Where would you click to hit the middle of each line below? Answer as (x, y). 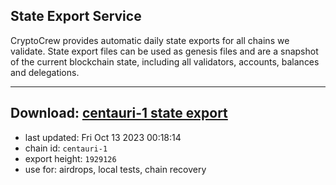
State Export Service (76, 16)
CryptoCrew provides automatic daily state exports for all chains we (150, 40)
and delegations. (45, 72)
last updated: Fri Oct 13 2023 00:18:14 (103, 137)
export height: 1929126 (70, 158)
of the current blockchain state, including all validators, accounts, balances (165, 61)
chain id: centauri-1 (66, 148)
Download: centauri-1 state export (119, 113)
